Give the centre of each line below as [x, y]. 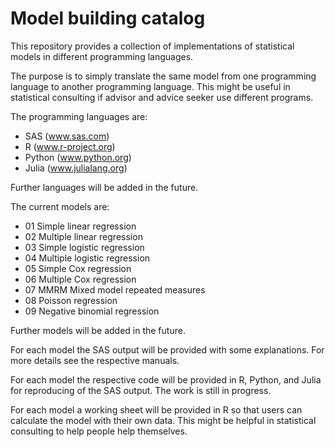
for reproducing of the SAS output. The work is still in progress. [141, 390]
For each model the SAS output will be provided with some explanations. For [167, 349]
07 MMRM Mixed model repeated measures [115, 289]
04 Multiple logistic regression [87, 258]
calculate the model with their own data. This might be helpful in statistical [163, 420]
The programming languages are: [79, 116]
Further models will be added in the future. [98, 330]
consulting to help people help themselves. [99, 431]
